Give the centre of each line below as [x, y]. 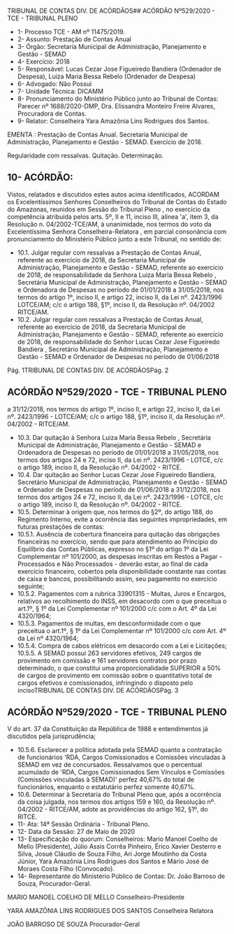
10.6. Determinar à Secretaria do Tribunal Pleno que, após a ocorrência [119, 795]
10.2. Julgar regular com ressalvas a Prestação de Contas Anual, [110, 319]
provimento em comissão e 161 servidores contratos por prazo [107, 660]
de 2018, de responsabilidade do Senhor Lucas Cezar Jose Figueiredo [118, 341]
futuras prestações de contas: [61, 526]
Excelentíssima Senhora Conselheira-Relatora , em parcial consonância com [117, 232]
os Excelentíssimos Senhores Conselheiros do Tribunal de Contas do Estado [117, 201]
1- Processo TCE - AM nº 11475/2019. [71, 32]
